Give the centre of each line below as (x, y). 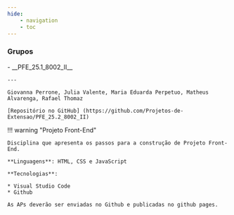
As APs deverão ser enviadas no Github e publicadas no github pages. (113, 204)
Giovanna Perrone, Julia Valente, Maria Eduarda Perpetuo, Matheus (108, 92)
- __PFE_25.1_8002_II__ (40, 67)
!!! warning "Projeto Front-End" (52, 130)
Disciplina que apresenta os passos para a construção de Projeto (106, 143)
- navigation (39, 20)
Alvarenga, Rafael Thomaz (45, 98)
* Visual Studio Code (39, 186)
